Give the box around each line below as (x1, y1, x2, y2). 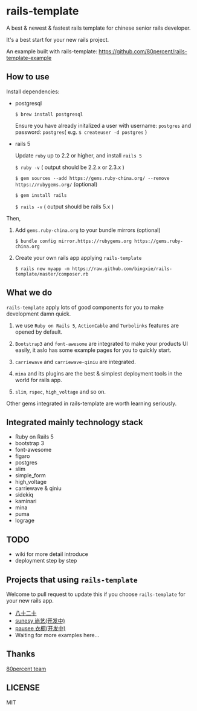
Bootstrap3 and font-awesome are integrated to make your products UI (15, 340, 189, 347)
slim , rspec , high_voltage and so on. (15, 388, 106, 395)
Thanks (6, 649, 36, 660)
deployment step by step (15, 557, 77, 564)
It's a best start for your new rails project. (6, 36, 109, 43)
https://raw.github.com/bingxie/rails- (72, 265, 173, 272)
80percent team (6, 665, 47, 672)
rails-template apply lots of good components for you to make (6, 303, 164, 311)
